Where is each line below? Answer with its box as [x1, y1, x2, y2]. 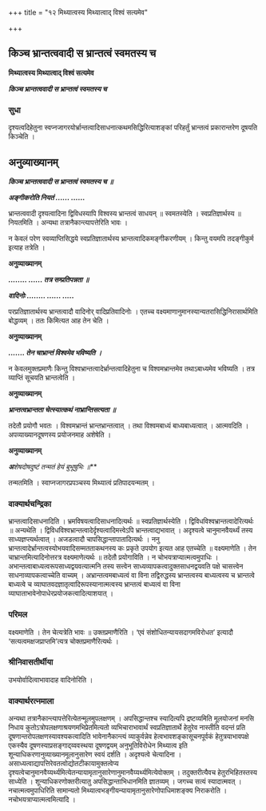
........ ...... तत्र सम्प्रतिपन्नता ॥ [8, 275, 89, 284]
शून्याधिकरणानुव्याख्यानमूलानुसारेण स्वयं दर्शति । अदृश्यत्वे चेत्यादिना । [8, 749, 182, 760]
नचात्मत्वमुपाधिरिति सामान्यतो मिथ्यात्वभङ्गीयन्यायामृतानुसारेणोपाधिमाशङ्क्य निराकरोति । [8, 785, 228, 796]
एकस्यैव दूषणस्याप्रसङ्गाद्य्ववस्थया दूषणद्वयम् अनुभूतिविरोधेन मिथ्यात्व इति [8, 741, 188, 750]
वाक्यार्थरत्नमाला [8, 695, 54, 706]
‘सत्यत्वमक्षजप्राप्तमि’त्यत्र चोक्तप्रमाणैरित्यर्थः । [8, 636, 119, 646]
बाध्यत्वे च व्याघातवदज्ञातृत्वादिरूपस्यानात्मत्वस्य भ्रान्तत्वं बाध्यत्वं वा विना [8, 580, 181, 589]
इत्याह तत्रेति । [8, 243, 46, 252]
